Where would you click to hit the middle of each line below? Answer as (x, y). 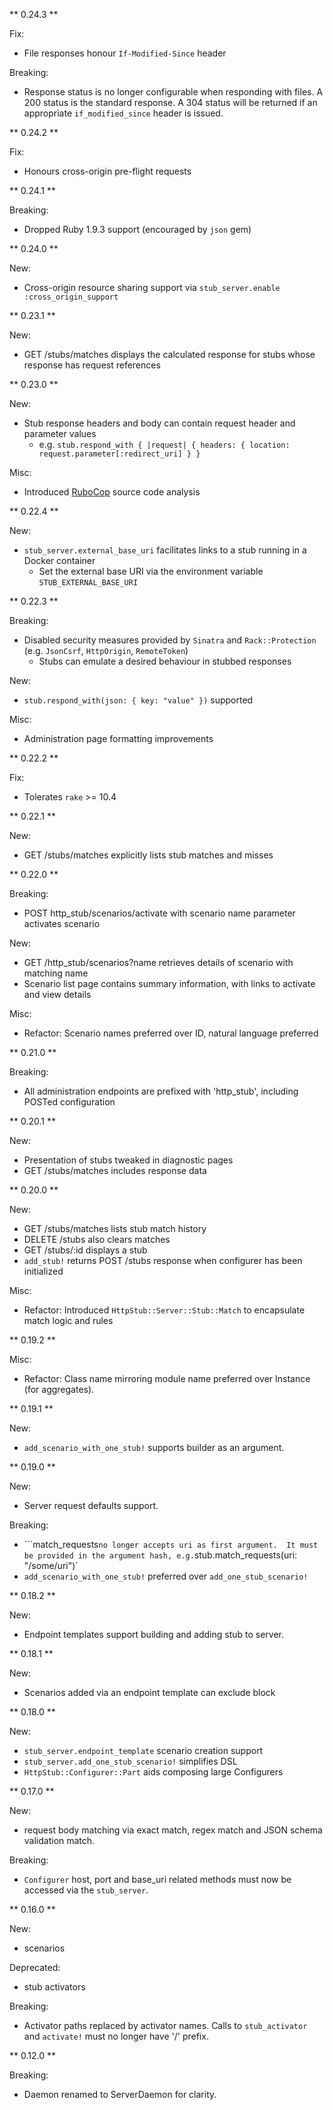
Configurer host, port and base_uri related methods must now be (157, 1879)
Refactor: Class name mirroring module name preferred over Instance (167, 1378)
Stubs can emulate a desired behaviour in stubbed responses (165, 661)
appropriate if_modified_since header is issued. (123, 113)
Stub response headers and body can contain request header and (159, 423)
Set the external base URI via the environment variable (151, 571)
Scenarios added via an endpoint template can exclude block (149, 1692)
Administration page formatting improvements (118, 738)
